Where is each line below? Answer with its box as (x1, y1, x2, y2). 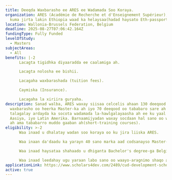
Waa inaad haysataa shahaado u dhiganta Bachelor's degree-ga (18, 148, 155, 153)
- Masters (10, 41, 31, 46)
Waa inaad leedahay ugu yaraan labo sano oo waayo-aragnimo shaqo (18, 157, 164, 163)
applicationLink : (5, 162, 42, 168)
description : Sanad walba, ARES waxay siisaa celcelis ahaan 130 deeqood (5, 101, 166, 106)
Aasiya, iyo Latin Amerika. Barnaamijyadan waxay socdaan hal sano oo (10, 116, 164, 121)
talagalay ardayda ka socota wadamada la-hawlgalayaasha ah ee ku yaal (10, 111, 166, 116)
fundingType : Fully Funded (5, 31, 63, 36)
